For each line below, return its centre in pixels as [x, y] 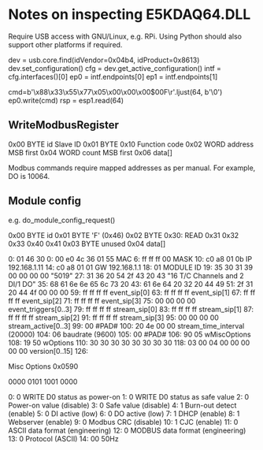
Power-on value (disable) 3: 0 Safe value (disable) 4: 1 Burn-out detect [122, 405]
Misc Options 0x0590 [43, 366]
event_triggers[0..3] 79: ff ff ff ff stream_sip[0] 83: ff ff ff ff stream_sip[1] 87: [131, 309]
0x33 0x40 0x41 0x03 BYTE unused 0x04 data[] [87, 244]
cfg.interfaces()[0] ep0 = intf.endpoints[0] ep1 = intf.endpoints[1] [113, 76]
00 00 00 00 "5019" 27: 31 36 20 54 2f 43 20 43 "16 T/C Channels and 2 [126, 275]
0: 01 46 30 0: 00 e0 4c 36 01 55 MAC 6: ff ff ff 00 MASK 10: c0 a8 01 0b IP [130, 258]
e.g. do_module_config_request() [62, 220]
